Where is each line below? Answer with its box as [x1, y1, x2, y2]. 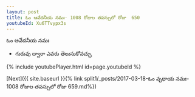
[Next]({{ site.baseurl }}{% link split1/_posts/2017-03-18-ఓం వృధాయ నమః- [6, 75, 190, 82]
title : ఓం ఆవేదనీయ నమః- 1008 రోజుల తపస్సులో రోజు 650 [6, 15, 140, 21]
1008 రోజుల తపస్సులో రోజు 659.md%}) [6, 83, 97, 90]
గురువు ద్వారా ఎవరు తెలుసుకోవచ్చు [15, 50, 92, 58]
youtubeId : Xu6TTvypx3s [6, 20, 67, 26]
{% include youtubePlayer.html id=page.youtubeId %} [6, 63, 142, 70]
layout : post [6, 8, 39, 15]
